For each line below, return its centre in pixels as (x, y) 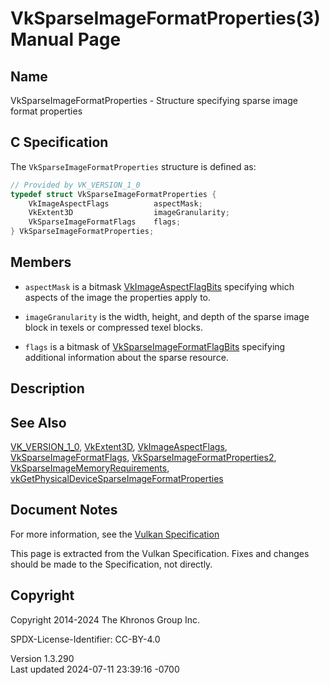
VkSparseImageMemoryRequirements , (90, 468)
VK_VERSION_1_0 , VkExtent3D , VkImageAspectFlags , (119, 447)
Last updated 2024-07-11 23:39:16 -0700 (95, 669)
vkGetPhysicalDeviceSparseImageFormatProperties (117, 479)
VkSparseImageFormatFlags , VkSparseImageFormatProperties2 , (143, 458)
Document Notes (64, 510)
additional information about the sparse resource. (126, 357)
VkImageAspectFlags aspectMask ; (115, 203)
